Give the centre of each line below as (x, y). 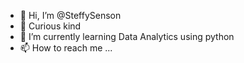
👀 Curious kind (50, 26)
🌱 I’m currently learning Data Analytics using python (127, 36)
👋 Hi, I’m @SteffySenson (70, 15)
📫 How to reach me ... (66, 48)
